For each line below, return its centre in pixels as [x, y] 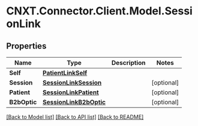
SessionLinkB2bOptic [74, 102]
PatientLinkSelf [65, 73]
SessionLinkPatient [71, 92]
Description [128, 63]
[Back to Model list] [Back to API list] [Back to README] [75, 117]
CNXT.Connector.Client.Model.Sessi [100, 11]
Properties [26, 46]
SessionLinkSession [72, 82]
